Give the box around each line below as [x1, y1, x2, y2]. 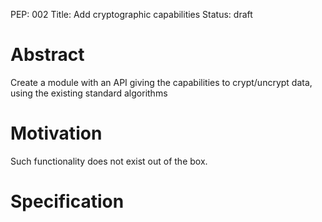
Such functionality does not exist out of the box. [10, 155, 208, 167]
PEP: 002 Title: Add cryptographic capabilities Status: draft [10, 9, 253, 20]
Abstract [10, 44, 85, 66]
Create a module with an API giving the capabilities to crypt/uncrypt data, [10, 76, 313, 88]
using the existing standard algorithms [10, 87, 168, 99]
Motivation [10, 122, 103, 145]
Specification [10, 190, 125, 213]
